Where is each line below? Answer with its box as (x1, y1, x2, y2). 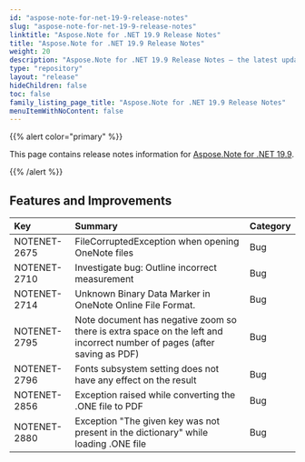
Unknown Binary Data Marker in (74, 287, 211, 300)
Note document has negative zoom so (74, 314, 238, 326)
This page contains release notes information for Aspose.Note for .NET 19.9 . (9, 149, 295, 160)
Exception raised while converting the (74, 388, 236, 401)
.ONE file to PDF (74, 400, 143, 413)
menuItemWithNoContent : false (9, 106, 124, 115)
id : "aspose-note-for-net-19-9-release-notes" (9, 13, 189, 23)
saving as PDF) (74, 347, 140, 360)
